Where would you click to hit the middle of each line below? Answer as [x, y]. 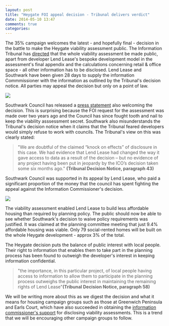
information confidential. [31, 261]
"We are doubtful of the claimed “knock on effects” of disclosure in [87, 147]
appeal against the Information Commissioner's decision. [64, 189]
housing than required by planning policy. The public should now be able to [83, 214]
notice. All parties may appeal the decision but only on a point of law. [77, 86]
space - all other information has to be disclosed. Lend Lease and [73, 70]
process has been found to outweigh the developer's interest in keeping [80, 256]
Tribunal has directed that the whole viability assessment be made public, [81, 54]
